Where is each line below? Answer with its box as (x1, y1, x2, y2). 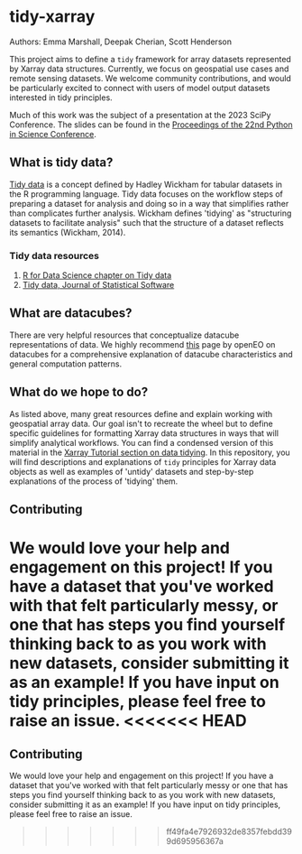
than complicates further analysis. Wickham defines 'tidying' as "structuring (9, 208, 292, 218)
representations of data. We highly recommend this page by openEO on (9, 339, 276, 349)
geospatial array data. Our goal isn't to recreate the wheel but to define (9, 418, 273, 429)
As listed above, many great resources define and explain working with (9, 408, 273, 419)
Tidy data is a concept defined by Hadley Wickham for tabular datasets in (9, 179, 282, 190)
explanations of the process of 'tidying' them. (9, 476, 178, 487)
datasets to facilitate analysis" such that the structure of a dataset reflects (9, 217, 284, 227)
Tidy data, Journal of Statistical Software (22, 280, 175, 291)
